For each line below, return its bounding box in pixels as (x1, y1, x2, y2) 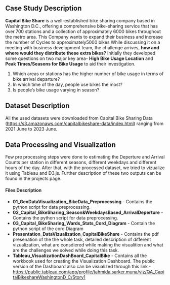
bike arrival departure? (12, 76, 60, 82)
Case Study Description (5, 4, 82, 13)
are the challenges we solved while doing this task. (12, 247, 119, 253)
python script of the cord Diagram (12, 226, 83, 232)
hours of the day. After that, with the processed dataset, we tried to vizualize (5, 165, 165, 171)
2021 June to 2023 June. (5, 125, 58, 132)
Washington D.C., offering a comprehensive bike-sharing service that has (5, 23, 158, 29)
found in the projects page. (5, 175, 62, 182)
